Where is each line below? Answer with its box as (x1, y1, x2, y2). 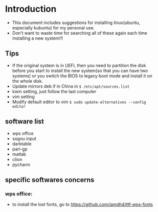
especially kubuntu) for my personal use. (12, 24, 95, 30)
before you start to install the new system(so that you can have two (12, 68, 148, 73)
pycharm (12, 162, 30, 167)
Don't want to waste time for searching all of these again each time (12, 30, 148, 36)
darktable (12, 141, 32, 146)
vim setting (12, 94, 35, 99)
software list (5, 118, 44, 126)
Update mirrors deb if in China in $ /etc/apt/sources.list (12, 83, 130, 89)
